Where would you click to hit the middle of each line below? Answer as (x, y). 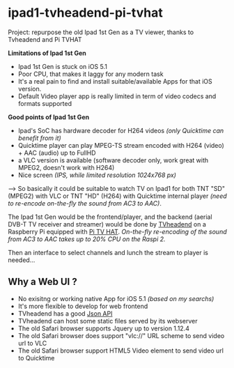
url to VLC (32, 343)
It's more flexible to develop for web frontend (83, 306)
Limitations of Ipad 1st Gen (47, 53)
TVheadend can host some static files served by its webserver (108, 321)
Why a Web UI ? (42, 282)
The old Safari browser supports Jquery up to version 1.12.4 (104, 328)
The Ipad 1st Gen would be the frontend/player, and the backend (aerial (110, 217)
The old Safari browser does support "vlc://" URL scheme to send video (121, 335)
